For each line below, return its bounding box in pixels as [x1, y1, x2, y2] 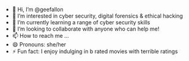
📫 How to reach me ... [12, 32, 69, 39]
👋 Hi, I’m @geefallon [12, 6, 64, 13]
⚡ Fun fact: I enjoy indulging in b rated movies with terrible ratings [12, 48, 179, 55]
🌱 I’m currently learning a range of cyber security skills [12, 19, 150, 26]
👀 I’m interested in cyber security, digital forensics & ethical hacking [12, 12, 183, 20]
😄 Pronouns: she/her [12, 41, 66, 48]
